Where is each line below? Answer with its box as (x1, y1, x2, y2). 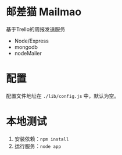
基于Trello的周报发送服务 (6, 26, 66, 33)
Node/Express (14, 37, 49, 44)
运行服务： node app (14, 142, 62, 149)
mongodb (14, 43, 38, 50)
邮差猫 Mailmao (6, 5, 82, 19)
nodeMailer (14, 50, 42, 57)
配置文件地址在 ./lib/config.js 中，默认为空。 (6, 92, 120, 99)
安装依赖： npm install (14, 135, 69, 142)
